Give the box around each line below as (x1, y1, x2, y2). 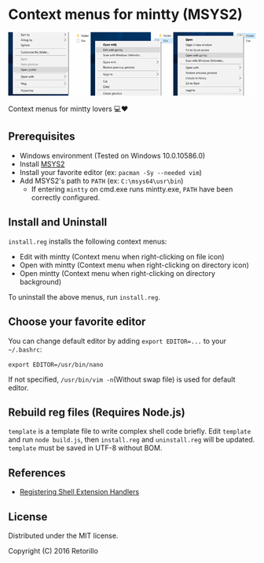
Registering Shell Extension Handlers (19, 487, 140, 497)
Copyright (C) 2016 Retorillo (8, 546, 98, 555)
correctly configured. (31, 192, 101, 202)
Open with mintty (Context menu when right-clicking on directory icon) (19, 260, 250, 270)
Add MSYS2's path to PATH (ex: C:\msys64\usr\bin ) (19, 176, 184, 185)
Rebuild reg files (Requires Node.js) (8, 405, 186, 419)
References (8, 466, 66, 479)
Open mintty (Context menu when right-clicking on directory (19, 268, 216, 278)
